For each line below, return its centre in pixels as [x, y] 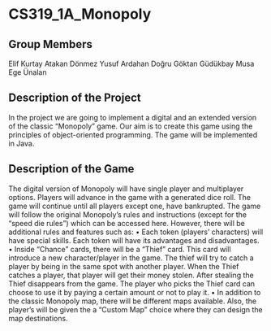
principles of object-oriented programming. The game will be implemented [133, 134]
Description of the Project [75, 98]
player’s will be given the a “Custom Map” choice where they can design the [135, 309]
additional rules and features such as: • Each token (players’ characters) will [136, 232]
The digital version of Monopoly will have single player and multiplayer [126, 189]
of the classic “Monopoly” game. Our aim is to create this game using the [131, 126]
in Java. [22, 143]
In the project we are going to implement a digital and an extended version [133, 117]
